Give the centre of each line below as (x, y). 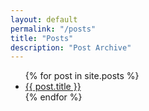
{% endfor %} (53, 97)
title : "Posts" (42, 38)
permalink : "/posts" (53, 29)
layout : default (44, 19)
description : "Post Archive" (71, 47)
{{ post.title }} (53, 87)
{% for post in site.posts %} (82, 76)
